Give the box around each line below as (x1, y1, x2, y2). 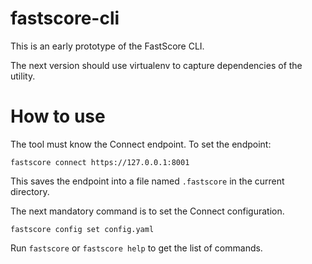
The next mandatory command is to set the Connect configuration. (10, 205, 285, 217)
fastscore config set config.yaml (10, 224, 155, 234)
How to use (10, 105, 106, 128)
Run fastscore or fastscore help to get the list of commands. (10, 242, 263, 254)
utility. (10, 70, 36, 82)
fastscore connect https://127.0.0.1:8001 (10, 157, 190, 167)
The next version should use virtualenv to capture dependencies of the (10, 59, 303, 71)
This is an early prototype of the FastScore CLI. (10, 40, 205, 52)
